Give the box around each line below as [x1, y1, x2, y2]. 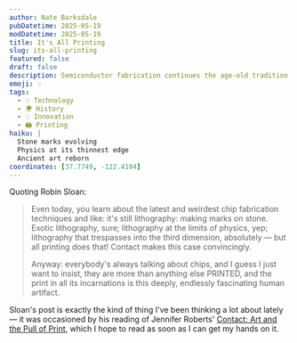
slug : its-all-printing [9, 46, 98, 55]
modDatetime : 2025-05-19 [9, 29, 101, 38]
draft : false [9, 63, 58, 72]
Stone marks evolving [17, 137, 98, 146]
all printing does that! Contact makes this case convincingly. [30, 241, 252, 252]
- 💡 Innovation [17, 112, 74, 121]
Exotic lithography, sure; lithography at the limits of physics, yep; [30, 223, 269, 233]
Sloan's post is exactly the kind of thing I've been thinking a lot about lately [9, 305, 284, 315]
